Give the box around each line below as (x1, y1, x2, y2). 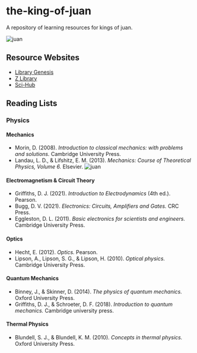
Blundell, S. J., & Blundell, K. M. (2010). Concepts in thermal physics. (14, 334, 183, 341)
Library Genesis (14, 68, 54, 76)
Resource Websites (6, 52, 80, 63)
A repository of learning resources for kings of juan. (6, 24, 133, 31)
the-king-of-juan (6, 4, 92, 18)
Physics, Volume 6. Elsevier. (14, 163, 84, 170)
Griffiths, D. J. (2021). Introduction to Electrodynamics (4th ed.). (14, 190, 171, 197)
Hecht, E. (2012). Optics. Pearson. (14, 248, 98, 255)
